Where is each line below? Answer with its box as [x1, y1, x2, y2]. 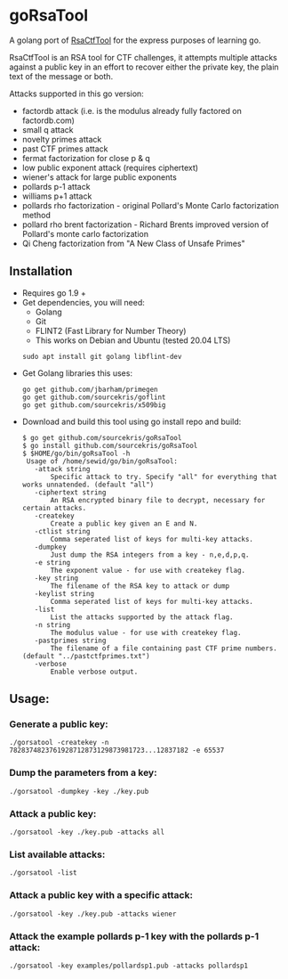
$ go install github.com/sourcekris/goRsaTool [21, 441, 198, 450]
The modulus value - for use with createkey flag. [50, 628, 242, 637]
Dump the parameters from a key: [9, 767, 157, 779]
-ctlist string [34, 526, 91, 535]
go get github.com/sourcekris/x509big [21, 400, 166, 410]
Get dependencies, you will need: [21, 297, 145, 307]
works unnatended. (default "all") [21, 480, 155, 489]
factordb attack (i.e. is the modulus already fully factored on [21, 105, 243, 116]
